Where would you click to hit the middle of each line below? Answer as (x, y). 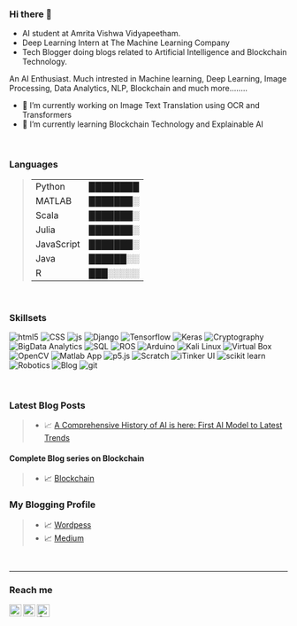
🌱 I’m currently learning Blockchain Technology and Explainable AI (142, 124)
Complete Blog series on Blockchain (77, 458)
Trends (57, 438)
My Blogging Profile (53, 505)
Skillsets (28, 317)
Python (50, 186)
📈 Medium (64, 538)
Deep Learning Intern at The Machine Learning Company (126, 43)
